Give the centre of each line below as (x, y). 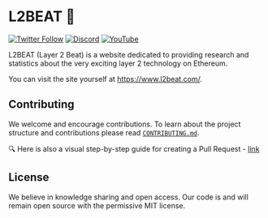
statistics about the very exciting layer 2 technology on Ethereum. (118, 63)
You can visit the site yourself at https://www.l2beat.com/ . (106, 79)
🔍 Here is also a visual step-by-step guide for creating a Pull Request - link (134, 148)
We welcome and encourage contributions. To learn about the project (125, 124)
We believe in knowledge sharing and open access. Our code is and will (129, 197)
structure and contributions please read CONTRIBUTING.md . (104, 132)
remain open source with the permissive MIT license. (97, 205)
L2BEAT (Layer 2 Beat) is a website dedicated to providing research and (129, 54)
